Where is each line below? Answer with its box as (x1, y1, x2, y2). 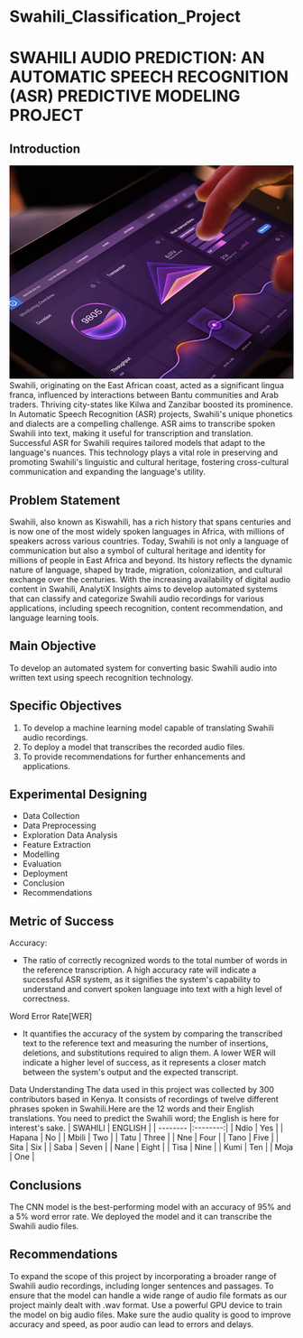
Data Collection (22, 811, 80, 822)
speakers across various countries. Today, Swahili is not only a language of (9, 535, 289, 546)
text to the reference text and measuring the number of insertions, (22, 1038, 269, 1049)
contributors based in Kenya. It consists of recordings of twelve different (9, 1094, 280, 1105)
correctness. (22, 993, 70, 1004)
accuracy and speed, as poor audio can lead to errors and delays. (9, 1318, 254, 1329)
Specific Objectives (9, 698, 122, 714)
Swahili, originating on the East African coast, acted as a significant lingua (9, 380, 284, 391)
